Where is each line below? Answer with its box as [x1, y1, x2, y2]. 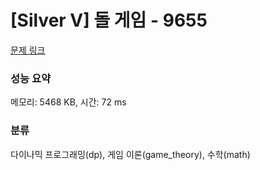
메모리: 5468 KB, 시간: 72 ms [10, 96, 127, 108]
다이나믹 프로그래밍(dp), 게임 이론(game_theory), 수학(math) [10, 148, 251, 160]
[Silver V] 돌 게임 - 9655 [10, 9, 208, 32]
